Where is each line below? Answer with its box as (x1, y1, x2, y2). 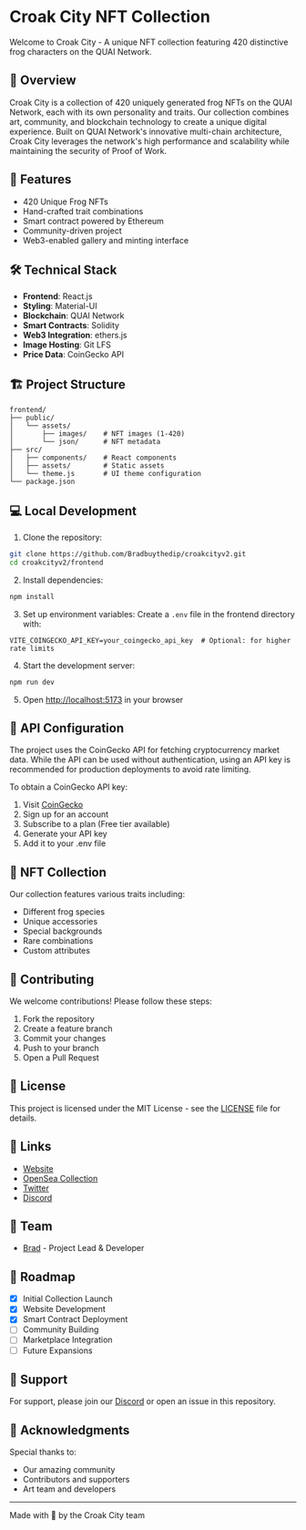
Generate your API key (22, 828, 107, 840)
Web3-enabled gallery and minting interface (22, 234, 189, 245)
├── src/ (9, 445, 43, 455)
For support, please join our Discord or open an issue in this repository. (9, 1396, 276, 1407)
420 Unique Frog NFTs (22, 196, 109, 207)
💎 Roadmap (9, 1269, 76, 1285)
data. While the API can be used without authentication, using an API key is (9, 754, 291, 765)
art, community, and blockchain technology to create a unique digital (9, 116, 267, 127)
